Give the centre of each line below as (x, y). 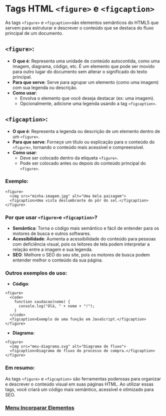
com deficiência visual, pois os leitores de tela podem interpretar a (81, 244)
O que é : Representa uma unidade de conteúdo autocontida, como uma (86, 61)
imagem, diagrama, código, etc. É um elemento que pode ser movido (83, 66)
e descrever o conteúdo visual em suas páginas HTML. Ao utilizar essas (79, 384)
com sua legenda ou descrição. (45, 87)
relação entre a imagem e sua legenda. (52, 249)
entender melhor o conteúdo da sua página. (58, 260)
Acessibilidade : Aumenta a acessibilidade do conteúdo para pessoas (84, 239)
